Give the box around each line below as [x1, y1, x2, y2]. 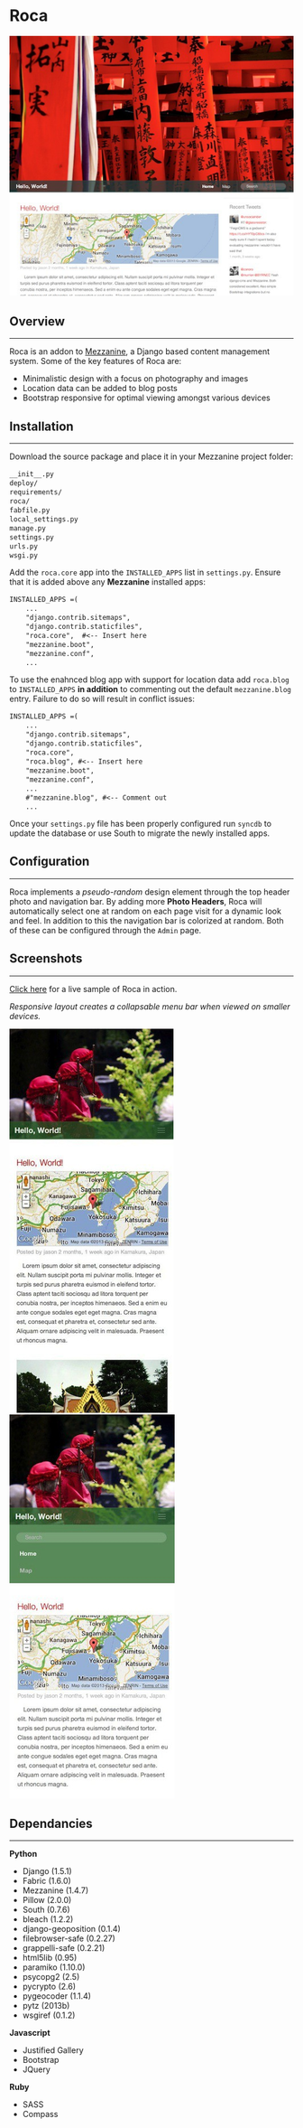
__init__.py [9, 469, 54, 479]
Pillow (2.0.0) [22, 1895, 72, 1906]
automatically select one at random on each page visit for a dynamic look [9, 905, 282, 916]
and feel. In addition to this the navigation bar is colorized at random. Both [9, 914, 284, 926]
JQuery [22, 2064, 51, 2075]
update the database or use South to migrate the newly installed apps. [9, 828, 271, 839]
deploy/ [9, 478, 39, 488]
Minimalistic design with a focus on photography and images [22, 373, 249, 384]
